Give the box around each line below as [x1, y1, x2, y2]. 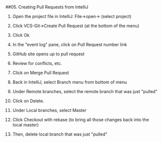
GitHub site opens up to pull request [12, 51, 85, 57]
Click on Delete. [12, 98, 44, 104]
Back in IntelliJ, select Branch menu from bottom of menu [12, 79, 127, 85]
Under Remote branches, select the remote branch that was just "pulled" [12, 89, 158, 94]
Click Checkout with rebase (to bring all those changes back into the [12, 117, 149, 123]
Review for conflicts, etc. [12, 61, 62, 66]
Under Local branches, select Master [12, 108, 87, 113]
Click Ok [12, 32, 29, 38]
